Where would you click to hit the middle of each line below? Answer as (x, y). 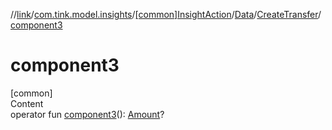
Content (27, 103)
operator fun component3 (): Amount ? (87, 114)
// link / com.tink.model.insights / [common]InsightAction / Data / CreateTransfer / (166, 14)
